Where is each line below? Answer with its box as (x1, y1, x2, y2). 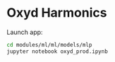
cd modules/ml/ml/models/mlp (6, 41, 92, 48)
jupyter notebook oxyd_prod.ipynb (6, 47, 109, 55)
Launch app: (6, 28, 43, 36)
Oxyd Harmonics (6, 5, 107, 21)
